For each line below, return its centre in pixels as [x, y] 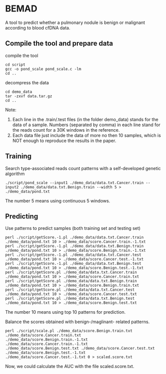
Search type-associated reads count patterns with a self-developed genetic [83, 168]
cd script [15, 65]
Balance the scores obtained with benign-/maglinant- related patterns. [78, 322]
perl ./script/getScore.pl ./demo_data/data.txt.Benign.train [71, 281]
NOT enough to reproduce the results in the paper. [64, 141]
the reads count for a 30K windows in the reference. [66, 130]
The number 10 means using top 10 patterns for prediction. [65, 312]
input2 [12, 187]
